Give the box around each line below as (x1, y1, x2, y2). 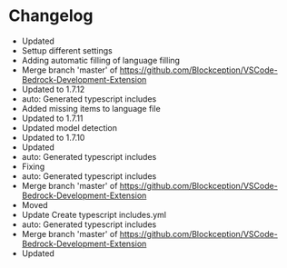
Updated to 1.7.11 (21, 113, 84, 124)
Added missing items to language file (21, 103, 161, 114)
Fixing (21, 161, 45, 172)
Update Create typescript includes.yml (21, 209, 167, 220)
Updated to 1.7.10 (21, 132, 85, 143)
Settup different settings (21, 45, 113, 55)
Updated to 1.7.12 (21, 84, 85, 94)
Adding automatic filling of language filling (21, 55, 181, 65)
